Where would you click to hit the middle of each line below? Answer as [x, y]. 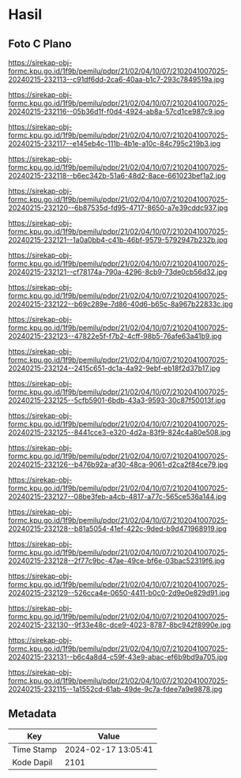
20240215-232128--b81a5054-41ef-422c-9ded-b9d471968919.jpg [117, 528]
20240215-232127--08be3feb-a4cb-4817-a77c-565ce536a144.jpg [117, 496]
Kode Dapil [32, 762]
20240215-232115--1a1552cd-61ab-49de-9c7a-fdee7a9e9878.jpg [115, 689]
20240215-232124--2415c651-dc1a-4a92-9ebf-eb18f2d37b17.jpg [114, 368]
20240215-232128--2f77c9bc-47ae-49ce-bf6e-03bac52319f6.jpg [117, 561]
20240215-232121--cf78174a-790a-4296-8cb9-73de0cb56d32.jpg [118, 272]
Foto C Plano [40, 44]
